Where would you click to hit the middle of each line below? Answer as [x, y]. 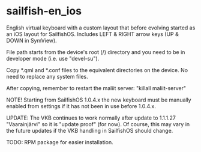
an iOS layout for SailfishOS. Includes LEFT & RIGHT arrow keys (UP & [92, 34]
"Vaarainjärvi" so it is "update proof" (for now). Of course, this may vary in [98, 124]
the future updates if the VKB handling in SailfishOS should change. [90, 130]
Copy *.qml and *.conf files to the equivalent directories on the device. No [97, 70]
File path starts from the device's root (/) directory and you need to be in [96, 52]
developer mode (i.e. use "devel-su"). [53, 58]
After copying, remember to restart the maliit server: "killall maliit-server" [96, 88]
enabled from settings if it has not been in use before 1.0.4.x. [81, 106]
